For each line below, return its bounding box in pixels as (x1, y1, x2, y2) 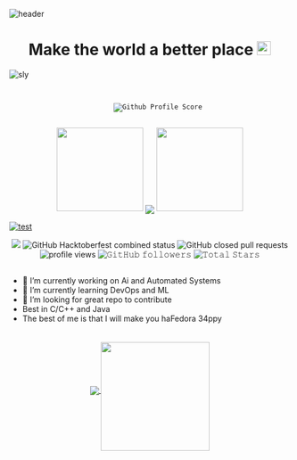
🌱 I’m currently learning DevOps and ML (21, 284, 169, 295)
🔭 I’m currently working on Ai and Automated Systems (21, 275, 221, 285)
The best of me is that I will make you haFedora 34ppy (21, 313, 223, 324)
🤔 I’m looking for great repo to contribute (21, 294, 172, 305)
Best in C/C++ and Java (21, 303, 111, 314)
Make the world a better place (28, 40, 254, 60)
